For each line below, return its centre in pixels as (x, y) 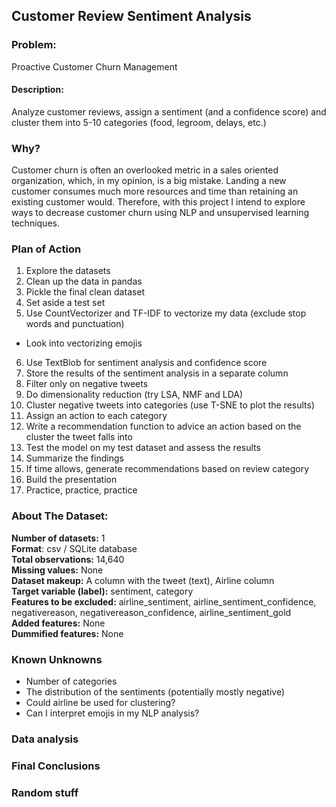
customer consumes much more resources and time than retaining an (155, 191)
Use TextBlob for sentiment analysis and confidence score (146, 363)
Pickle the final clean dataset (85, 292)
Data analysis (45, 739)
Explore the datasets (68, 271)
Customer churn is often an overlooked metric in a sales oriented (145, 170)
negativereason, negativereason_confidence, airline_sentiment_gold (151, 612)
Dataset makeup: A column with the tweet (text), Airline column (143, 580)
